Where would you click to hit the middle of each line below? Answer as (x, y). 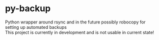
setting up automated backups (36, 27)
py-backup (28, 9)
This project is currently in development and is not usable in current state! (80, 32)
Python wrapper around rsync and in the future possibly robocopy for (75, 22)
